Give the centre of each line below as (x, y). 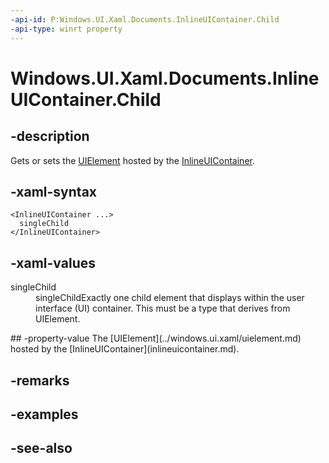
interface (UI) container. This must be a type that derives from (163, 308)
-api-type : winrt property (66, 29)
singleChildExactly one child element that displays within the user (170, 298)
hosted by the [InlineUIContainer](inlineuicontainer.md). (125, 349)
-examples (44, 414)
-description (50, 136)
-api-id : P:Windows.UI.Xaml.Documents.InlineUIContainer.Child (145, 19)
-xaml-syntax (54, 191)
